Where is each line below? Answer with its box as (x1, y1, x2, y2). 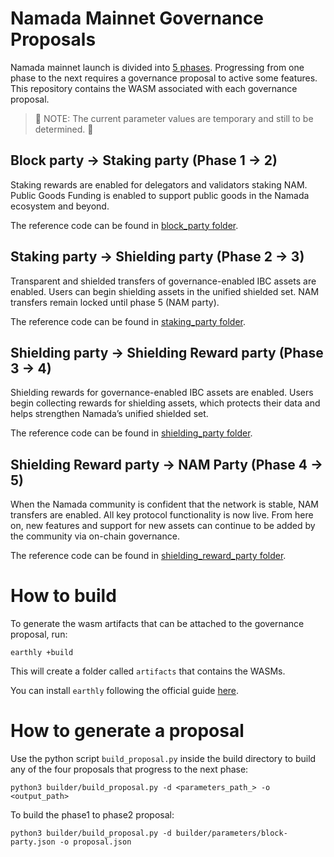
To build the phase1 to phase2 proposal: (10, 809, 175, 821)
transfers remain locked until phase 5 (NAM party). (10, 296, 220, 308)
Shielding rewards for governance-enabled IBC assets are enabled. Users (10, 387, 314, 399)
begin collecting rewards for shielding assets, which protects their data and (10, 397, 321, 409)
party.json (10, 837, 56, 847)
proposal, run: (10, 628, 68, 641)
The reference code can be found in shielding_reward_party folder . (10, 550, 287, 562)
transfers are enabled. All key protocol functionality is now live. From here (10, 509, 314, 521)
